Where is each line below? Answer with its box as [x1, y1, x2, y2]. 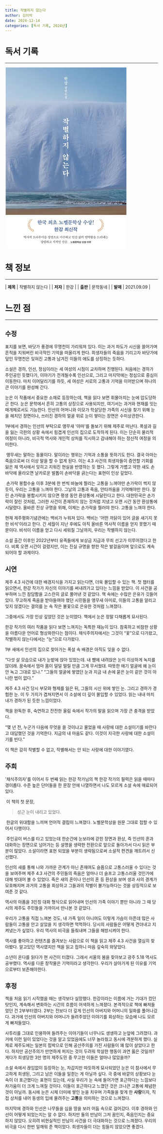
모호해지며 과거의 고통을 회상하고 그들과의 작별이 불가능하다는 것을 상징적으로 [5, 882, 152, 888]
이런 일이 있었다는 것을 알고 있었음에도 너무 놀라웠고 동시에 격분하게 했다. [14, 1036, 153, 1042]
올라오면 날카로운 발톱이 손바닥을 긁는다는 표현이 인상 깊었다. [17, 470, 133, 476]
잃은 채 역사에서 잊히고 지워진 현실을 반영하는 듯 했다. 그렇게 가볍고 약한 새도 [5, 464, 150, 470]
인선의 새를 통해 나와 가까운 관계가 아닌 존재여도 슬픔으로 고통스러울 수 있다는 [5, 864, 151, 870]
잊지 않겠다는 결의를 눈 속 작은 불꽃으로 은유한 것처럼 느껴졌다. [5, 603, 123, 609]
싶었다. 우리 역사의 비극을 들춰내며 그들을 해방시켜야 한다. [21, 927, 131, 933]
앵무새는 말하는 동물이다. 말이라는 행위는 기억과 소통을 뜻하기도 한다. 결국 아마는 [6, 452, 158, 457]
